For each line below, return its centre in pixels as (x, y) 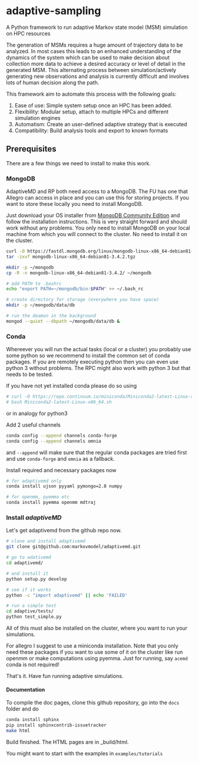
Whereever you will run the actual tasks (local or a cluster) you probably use (99, 349)
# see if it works (29, 590)
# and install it (27, 574)
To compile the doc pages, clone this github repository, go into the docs (93, 703)
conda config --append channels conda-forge (62, 435)
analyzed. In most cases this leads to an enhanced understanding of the (94, 51)
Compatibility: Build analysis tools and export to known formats (91, 130)
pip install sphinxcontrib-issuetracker (57, 725)
